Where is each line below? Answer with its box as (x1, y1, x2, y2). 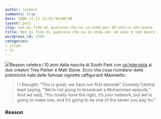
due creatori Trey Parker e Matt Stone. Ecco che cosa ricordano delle (5, 67, 144, 73)
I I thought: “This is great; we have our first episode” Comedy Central (16, 81, 155, 87)
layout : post (5, 20, 32, 26)
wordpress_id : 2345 (5, 34, 45, 39)
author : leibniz (5, 7, 38, 12)
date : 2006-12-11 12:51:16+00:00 (5, 16, 73, 21)
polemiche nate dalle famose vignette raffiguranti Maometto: (5, 72, 126, 78)
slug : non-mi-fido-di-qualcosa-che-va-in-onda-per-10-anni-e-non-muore (5, 25, 153, 30)
